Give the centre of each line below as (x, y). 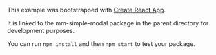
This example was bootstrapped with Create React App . (87, 10)
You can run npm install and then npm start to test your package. (101, 44)
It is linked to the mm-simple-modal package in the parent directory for (108, 23)
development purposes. (41, 31)
